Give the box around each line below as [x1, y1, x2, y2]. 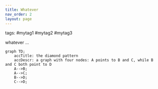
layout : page [5, 16, 32, 21]
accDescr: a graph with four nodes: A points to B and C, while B [14, 58, 154, 63]
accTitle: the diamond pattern [14, 53, 79, 58]
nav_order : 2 [5, 12, 32, 17]
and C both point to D [5, 62, 52, 67]
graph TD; [5, 49, 26, 54]
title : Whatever [5, 7, 39, 12]
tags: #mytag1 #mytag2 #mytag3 [5, 30, 73, 36]
